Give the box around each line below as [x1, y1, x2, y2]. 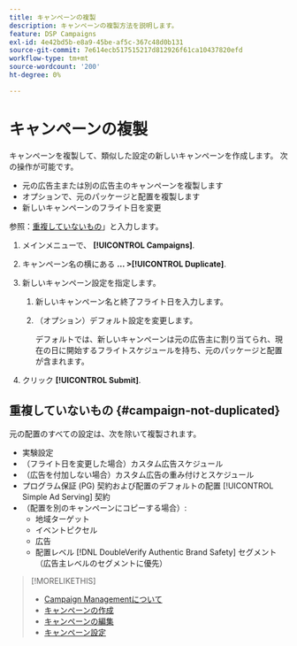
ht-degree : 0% [9, 71, 62, 80]
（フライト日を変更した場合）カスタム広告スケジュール [21, 458, 224, 469]
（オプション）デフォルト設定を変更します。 [34, 315, 198, 326]
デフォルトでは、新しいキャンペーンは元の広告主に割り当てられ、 [34, 334, 276, 344]
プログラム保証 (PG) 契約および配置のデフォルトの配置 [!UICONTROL [21, 480, 274, 491]
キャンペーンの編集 [43, 616, 114, 627]
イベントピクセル [34, 524, 98, 535]
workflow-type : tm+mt [9, 54, 89, 63]
